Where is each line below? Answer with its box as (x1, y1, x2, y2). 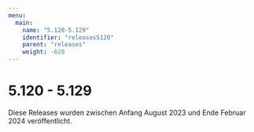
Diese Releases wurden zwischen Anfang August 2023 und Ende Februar (8, 108, 246, 117)
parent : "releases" (22, 41, 87, 49)
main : (15, 19, 34, 27)
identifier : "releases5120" (22, 33, 114, 42)
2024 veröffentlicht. (8, 115, 72, 126)
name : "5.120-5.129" (22, 26, 90, 34)
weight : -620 (22, 48, 65, 56)
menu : (8, 11, 26, 20)
